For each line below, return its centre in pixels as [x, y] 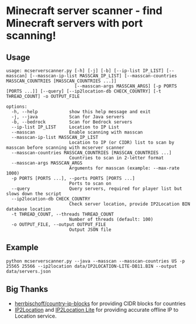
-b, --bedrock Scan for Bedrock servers [72, 122]
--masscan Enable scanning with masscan [77, 132]
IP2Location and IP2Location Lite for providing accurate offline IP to [97, 309]
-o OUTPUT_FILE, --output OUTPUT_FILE [59, 224]
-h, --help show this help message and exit [81, 112]
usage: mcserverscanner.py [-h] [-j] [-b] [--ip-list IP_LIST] [85, 71]
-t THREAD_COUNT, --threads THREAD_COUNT [63, 214]
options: [17, 107]
